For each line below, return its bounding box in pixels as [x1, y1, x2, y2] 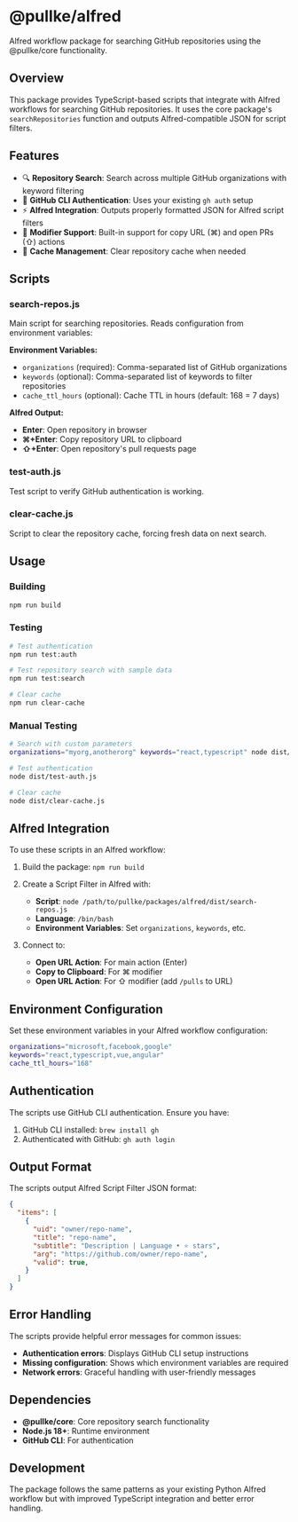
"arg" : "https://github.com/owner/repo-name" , [32, 1250, 208, 1258]
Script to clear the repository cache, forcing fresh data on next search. [9, 528, 268, 539]
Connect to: [21, 940, 66, 950]
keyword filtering [21, 185, 84, 196]
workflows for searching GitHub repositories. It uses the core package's [9, 104, 272, 114]
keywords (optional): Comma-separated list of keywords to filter [21, 371, 253, 382]
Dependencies [9, 1392, 91, 1408]
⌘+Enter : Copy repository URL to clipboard [21, 434, 182, 445]
